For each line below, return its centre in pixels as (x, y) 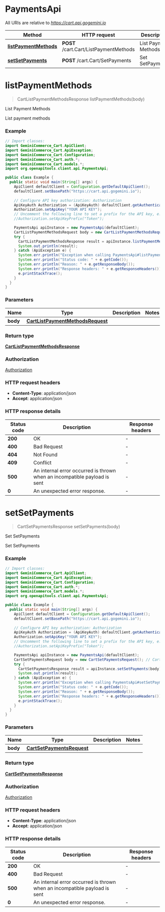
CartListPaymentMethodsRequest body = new (58, 232)
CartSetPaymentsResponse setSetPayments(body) (69, 526)
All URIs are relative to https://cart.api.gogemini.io (56, 23)
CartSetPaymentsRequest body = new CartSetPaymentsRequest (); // (82, 659)
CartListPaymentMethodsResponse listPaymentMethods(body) (81, 99)
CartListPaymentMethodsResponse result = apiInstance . (75, 241)
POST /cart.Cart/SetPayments (97, 60)
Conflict (42, 463)
